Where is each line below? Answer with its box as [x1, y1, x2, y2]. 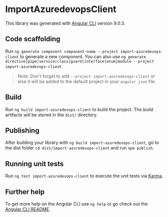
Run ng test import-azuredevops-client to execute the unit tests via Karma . [5, 173, 163, 179]
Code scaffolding [5, 35, 60, 43]
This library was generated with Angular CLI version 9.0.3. [5, 20, 126, 26]
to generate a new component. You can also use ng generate [20, 53, 146, 59]
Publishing [5, 126, 40, 134]
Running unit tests [5, 160, 64, 168]
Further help [5, 187, 45, 196]
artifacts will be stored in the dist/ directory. [5, 112, 98, 118]
